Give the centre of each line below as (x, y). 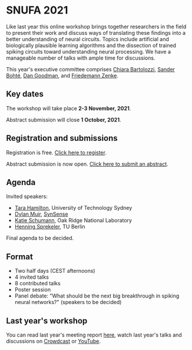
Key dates (25, 94)
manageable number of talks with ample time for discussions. (81, 58)
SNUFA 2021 (37, 10)
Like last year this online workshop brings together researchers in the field (96, 27)
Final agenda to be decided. (40, 238)
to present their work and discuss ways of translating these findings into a (96, 32)
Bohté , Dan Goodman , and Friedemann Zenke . (62, 75)
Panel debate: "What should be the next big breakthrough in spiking (97, 296)
